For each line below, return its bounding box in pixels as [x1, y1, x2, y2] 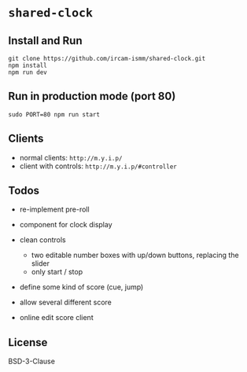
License [8, 336, 48, 349]
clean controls [19, 235, 67, 245]
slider [31, 259, 50, 268]
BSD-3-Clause [8, 356, 55, 366]
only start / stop [31, 267, 83, 277]
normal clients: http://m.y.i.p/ [19, 153, 123, 162]
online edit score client [19, 313, 94, 322]
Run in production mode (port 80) [8, 90, 176, 103]
